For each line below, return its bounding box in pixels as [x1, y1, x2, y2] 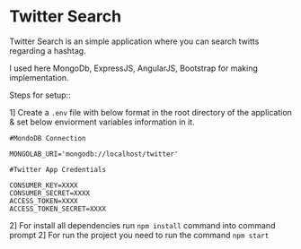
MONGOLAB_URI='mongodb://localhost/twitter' [9, 150, 179, 159]
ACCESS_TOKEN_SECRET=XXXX [9, 204, 106, 213]
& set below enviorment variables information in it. [9, 116, 195, 127]
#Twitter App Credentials [9, 165, 106, 174]
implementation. [9, 72, 69, 82]
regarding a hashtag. [9, 45, 87, 56]
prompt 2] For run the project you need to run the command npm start [9, 229, 270, 240]
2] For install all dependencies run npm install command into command [9, 219, 276, 230]
